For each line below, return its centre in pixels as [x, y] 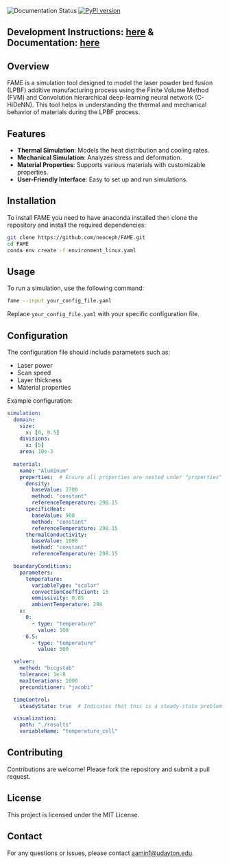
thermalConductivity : [56, 535]
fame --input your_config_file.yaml [59, 301]
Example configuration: [40, 400]
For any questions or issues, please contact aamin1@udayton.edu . [100, 853]
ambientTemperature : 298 [67, 605]
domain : [24, 419]
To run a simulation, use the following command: [76, 288]
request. [19, 776]
